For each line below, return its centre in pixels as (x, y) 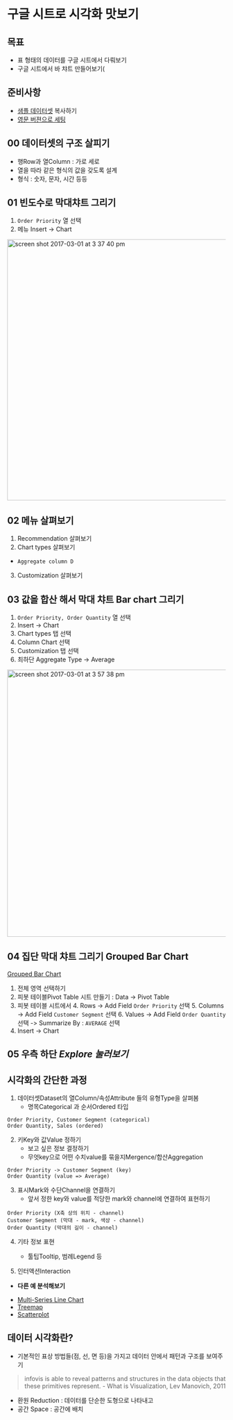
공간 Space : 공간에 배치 (50, 1409)
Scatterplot (33, 1315)
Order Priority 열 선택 (49, 221)
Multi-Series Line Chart (51, 1300)
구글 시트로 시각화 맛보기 (73, 14)
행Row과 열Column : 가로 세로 (58, 161)
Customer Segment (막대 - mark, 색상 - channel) (76, 1221)
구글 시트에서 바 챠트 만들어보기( (61, 69)
